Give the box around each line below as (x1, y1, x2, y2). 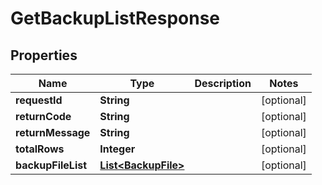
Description (194, 77, 252, 90)
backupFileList (15, 158, 88, 172)
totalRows (15, 142, 65, 156)
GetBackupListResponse (10, 7, 221, 30)
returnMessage (15, 126, 91, 139)
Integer (99, 142, 136, 156)
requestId (15, 93, 63, 107)
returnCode (15, 110, 72, 123)
